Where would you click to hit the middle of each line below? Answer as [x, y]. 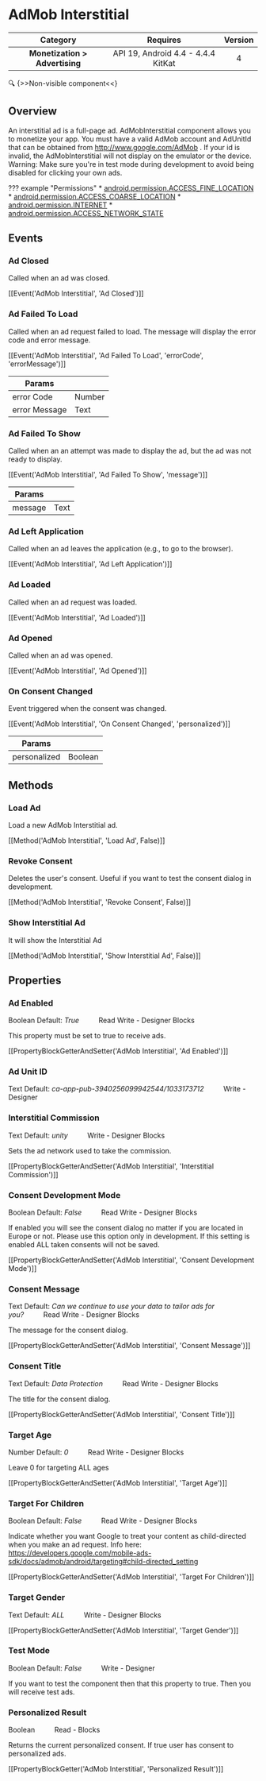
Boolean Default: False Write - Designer [82, 1668]
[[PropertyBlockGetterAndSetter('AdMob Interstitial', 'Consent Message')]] [129, 1346]
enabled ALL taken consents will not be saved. [84, 1245]
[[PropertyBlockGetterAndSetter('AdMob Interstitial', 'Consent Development [131, 1260]
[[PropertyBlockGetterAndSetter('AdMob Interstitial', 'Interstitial [111, 1166]
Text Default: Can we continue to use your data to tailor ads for [112, 1306]
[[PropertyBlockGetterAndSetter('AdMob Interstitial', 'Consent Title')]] [122, 1414]
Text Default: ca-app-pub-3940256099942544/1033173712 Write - [127, 1089]
